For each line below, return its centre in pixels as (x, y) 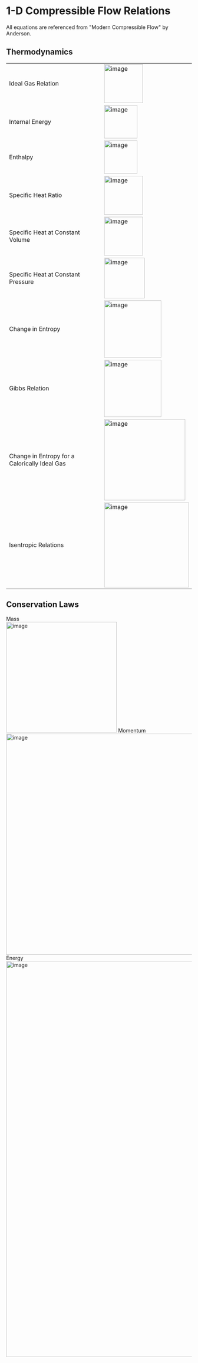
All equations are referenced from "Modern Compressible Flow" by (88, 27)
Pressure (22, 281)
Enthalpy (21, 157)
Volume (20, 240)
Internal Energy (30, 121)
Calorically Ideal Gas (37, 463)
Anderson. (19, 33)
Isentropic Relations (37, 545)
